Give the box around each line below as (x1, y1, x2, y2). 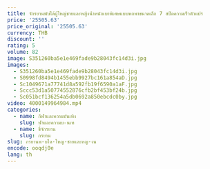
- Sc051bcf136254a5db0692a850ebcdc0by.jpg (13, 94, 137, 101)
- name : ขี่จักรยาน (13, 126, 57, 132)
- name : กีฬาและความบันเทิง (13, 112, 77, 119)
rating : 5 (7, 42, 36, 49)
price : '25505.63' (7, 17, 60, 23)
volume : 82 (7, 49, 39, 56)
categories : (7, 106, 41, 113)
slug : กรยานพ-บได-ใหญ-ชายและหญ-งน (7, 139, 97, 146)
